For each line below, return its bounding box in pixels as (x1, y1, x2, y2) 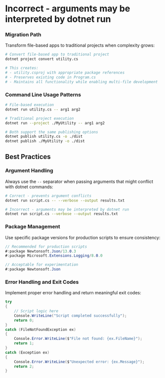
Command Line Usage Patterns (5, 91, 82, 98)
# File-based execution (5, 103, 54, 108)
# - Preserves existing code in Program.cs (5, 75, 96, 80)
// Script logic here (14, 309, 58, 314)
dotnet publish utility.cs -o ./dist (5, 134, 83, 139)
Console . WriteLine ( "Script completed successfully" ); (14, 313, 127, 318)
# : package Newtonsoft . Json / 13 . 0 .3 (5, 249, 77, 254)
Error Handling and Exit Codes (5, 278, 79, 285)
